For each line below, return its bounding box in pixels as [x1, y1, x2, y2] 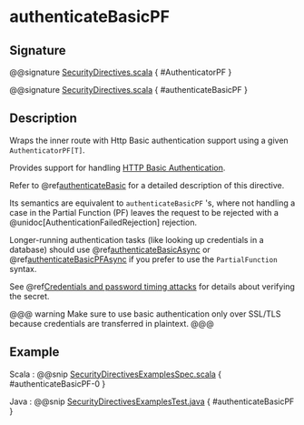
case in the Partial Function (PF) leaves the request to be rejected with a [9, 207, 279, 218]
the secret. [9, 290, 50, 301]
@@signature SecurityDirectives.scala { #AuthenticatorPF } [9, 66, 232, 77]
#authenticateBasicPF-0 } [9, 378, 106, 389]
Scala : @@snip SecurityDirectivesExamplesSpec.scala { [9, 369, 222, 379]
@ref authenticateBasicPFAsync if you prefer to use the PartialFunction [9, 253, 279, 265]
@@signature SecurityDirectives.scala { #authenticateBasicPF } [9, 85, 248, 95]
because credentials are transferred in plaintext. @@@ [9, 318, 215, 329]
